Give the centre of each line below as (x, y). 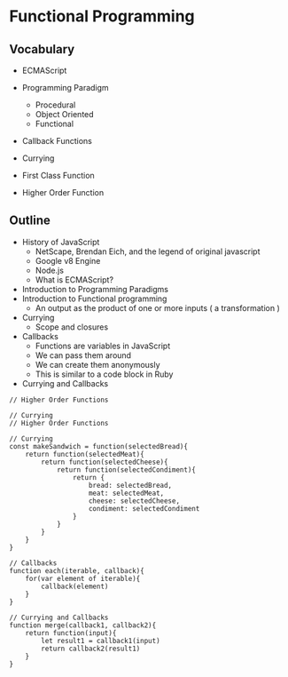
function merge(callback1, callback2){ (83, 625)
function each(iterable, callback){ (77, 570)
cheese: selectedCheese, (134, 501)
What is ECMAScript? (74, 279)
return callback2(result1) (91, 649)
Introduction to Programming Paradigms (95, 289)
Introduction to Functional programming (94, 299)
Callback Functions (57, 141)
